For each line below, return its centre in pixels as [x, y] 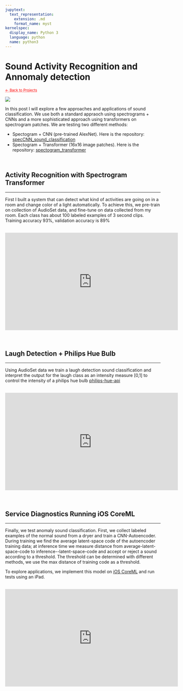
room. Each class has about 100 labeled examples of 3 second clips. [74, 215]
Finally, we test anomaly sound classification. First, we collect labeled [76, 531]
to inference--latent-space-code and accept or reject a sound [94, 552]
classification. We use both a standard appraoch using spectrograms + [77, 114]
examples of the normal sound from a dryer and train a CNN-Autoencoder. [81, 536]
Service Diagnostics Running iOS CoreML [70, 514]
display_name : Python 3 [34, 33]
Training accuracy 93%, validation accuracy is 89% [57, 220]
